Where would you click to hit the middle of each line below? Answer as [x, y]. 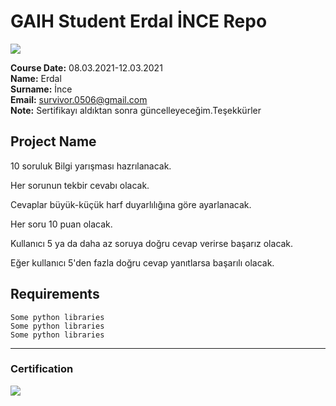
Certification [42, 369]
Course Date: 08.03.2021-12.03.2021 [86, 67]
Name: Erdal [36, 78]
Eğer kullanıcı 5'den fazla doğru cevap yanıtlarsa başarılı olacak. [142, 262]
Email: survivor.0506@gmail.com [79, 99]
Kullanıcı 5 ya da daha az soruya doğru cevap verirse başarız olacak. [152, 243]
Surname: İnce [41, 89]
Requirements [55, 294]
